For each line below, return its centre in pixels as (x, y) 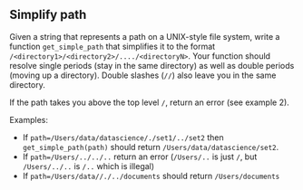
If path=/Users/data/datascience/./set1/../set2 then (123, 137)
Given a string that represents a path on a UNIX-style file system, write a (145, 36)
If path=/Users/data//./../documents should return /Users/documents (151, 176)
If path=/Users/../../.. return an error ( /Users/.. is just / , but (140, 157)
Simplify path (48, 15)
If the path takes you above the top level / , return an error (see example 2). (150, 102)
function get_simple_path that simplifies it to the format (112, 46)
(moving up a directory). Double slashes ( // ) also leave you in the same (143, 75)
